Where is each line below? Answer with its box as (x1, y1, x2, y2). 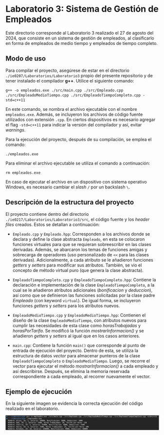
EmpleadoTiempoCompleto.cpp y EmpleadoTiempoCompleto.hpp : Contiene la (12, 277, 156, 283)
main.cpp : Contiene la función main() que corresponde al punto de (12, 342, 146, 348)
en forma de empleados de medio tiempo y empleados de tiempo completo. (5, 40, 158, 46)
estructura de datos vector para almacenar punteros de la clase (12, 352, 141, 358)
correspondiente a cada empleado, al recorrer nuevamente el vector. (12, 373, 151, 379)
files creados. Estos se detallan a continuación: (5, 221, 100, 228)
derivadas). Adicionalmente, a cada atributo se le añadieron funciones (12, 257, 154, 263)
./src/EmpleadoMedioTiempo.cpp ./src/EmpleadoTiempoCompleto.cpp (5, 93, 141, 98)
